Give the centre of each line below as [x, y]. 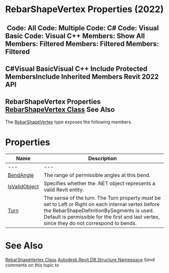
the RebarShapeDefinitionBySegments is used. [99, 210]
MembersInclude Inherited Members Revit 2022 [82, 77]
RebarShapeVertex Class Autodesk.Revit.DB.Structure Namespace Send [80, 259]
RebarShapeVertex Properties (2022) [84, 9]
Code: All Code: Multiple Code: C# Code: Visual [83, 28]
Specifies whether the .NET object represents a [100, 183]
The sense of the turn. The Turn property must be [102, 198]
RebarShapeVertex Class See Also [60, 110]
